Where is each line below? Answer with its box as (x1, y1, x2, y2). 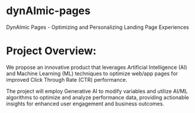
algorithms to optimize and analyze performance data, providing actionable (6, 94, 189, 101)
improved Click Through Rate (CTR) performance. (6, 76, 128, 83)
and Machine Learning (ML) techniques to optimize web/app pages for (6, 69, 178, 77)
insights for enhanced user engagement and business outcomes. (6, 100, 164, 107)
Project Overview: (6, 44, 96, 58)
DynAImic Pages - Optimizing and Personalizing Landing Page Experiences (6, 24, 189, 31)
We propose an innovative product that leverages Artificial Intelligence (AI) (6, 64, 187, 71)
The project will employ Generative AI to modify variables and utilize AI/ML (6, 87, 188, 95)
